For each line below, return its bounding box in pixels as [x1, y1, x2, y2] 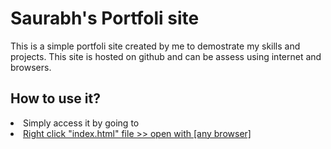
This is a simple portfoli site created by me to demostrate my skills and [10, 40, 301, 52]
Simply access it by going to [23, 117, 140, 129]
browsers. [10, 61, 52, 73]
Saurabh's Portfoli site [10, 7, 200, 30]
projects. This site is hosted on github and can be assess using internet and [10, 50, 322, 62]
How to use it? [10, 90, 101, 107]
